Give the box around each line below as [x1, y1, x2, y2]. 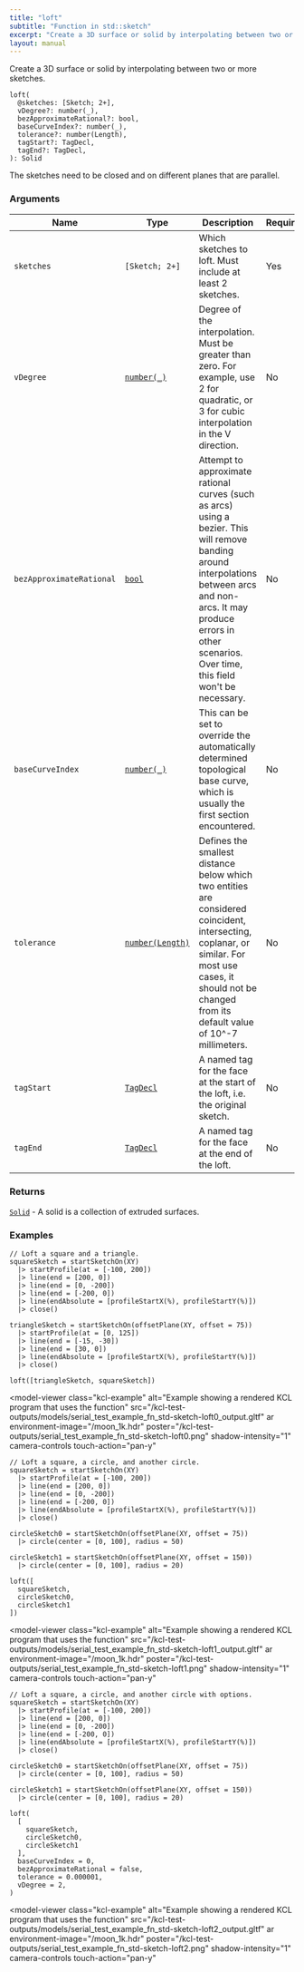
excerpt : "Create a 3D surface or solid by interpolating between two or [9, 30, 294, 39]
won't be [198, 680, 236, 693]
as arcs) [198, 499, 233, 511]
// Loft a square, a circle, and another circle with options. [9, 1690, 253, 1700]
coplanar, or [198, 936, 251, 948]
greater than [198, 348, 252, 361]
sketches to [198, 242, 249, 255]
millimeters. [198, 1038, 248, 1051]
